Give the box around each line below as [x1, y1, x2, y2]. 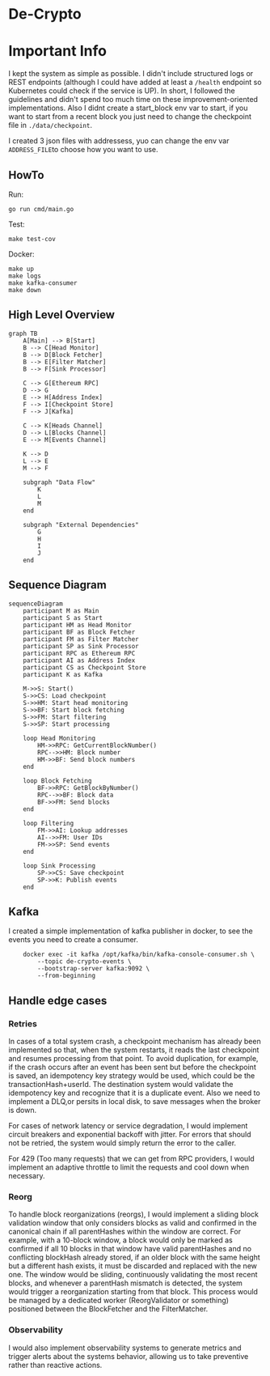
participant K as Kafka [23, 670, 103, 678]
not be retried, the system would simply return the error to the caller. [8, 1138, 237, 1148]
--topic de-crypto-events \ [37, 958, 132, 966]
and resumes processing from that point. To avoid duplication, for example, [8, 1054, 259, 1064]
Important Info [8, 42, 108, 61]
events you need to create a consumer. [8, 935, 139, 945]
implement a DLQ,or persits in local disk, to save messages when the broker [8, 1097, 261, 1106]
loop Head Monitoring [23, 734, 95, 742]
